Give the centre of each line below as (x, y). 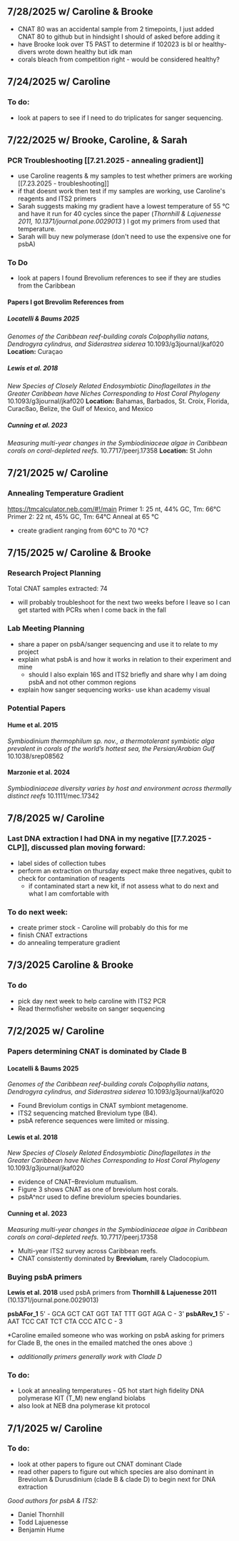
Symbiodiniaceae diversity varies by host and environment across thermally (119, 788)
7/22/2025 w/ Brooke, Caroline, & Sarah (97, 140)
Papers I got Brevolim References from (66, 302)
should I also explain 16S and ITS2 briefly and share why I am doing (127, 674)
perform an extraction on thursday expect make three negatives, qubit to (124, 871)
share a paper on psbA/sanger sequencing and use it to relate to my (118, 644)
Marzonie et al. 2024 (39, 772)
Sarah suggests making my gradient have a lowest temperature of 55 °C (124, 206)
